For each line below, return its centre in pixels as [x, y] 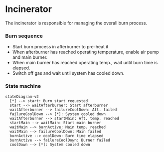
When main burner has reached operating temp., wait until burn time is [85, 63]
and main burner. [30, 57]
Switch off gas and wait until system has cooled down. [68, 73]
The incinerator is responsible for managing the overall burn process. [76, 23]
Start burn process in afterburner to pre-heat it [60, 47]
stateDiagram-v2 [22, 96]
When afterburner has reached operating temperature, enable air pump [85, 52]
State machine [23, 86]
